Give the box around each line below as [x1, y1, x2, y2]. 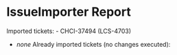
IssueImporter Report [6, 4, 131, 20]
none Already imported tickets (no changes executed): [16, 40, 171, 48]
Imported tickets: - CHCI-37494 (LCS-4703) [6, 27, 132, 35]
